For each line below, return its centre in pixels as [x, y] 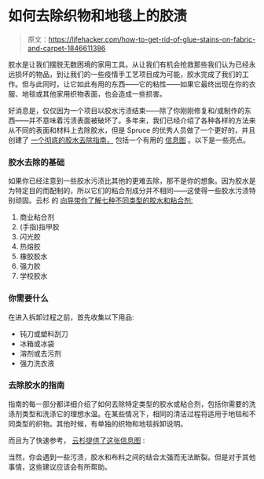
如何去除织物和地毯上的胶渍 [98, 16]
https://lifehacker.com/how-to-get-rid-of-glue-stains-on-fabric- [152, 39]
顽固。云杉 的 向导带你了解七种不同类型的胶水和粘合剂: [104, 200]
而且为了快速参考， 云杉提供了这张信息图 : [77, 440]
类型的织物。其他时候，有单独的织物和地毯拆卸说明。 [101, 423]
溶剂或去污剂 [40, 353]
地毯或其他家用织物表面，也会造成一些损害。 [94, 93]
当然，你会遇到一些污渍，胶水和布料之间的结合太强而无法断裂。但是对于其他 [132, 457]
